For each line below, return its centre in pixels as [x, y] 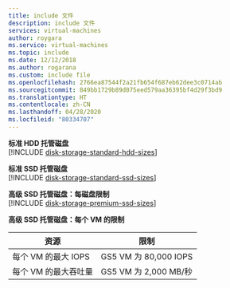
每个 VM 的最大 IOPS [51, 256]
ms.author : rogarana [43, 68]
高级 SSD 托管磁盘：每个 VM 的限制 [66, 219]
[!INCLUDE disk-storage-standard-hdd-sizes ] [83, 152]
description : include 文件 [52, 23]
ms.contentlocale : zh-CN [49, 105]
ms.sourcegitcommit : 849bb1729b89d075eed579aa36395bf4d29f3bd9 [115, 90]
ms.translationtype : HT [48, 97]
